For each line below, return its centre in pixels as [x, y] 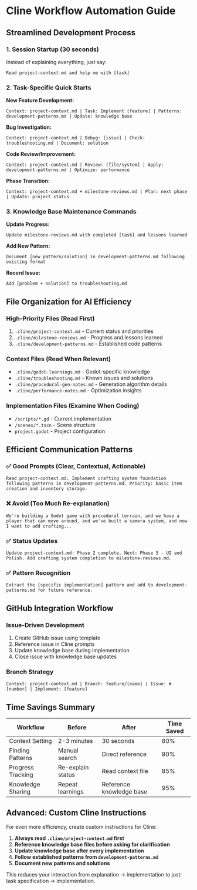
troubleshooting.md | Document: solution [57, 143]
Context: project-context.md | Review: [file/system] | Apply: [85, 165]
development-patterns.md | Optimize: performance [68, 170]
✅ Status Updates [32, 541]
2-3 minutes [75, 741]
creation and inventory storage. [47, 489]
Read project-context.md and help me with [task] [68, 73]
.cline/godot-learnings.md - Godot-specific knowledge [82, 372]
